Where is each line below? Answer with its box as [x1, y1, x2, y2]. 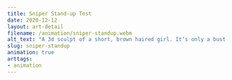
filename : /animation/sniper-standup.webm [7, 29, 132, 37]
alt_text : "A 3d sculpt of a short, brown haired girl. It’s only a [7, 36, 210, 43]
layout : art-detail [7, 23, 64, 30]
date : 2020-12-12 [7, 17, 58, 24]
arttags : [7, 56, 33, 63]
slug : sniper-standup [7, 42, 70, 49]
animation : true [7, 49, 54, 56]
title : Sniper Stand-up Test [7, 10, 92, 17]
